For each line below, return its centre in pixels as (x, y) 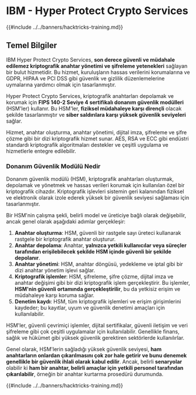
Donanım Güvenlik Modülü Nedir (53, 166)
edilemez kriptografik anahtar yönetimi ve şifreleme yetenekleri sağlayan (97, 66)
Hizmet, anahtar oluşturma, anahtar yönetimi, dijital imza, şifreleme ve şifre (97, 132)
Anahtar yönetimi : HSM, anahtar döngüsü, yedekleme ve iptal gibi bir (99, 264)
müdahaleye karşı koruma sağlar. (55, 295)
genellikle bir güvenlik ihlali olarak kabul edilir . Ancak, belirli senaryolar (94, 362)
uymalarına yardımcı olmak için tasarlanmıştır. (61, 85)
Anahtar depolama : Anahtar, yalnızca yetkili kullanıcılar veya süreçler (100, 245)
